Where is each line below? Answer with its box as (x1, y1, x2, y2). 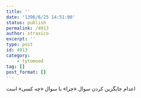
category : (6, 53, 31, 58)
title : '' (6, 8, 31, 15)
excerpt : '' (6, 36, 36, 42)
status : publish (6, 19, 46, 25)
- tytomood (17, 58, 44, 64)
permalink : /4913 (6, 25, 49, 31)
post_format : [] (6, 69, 46, 75)
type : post (6, 42, 33, 48)
